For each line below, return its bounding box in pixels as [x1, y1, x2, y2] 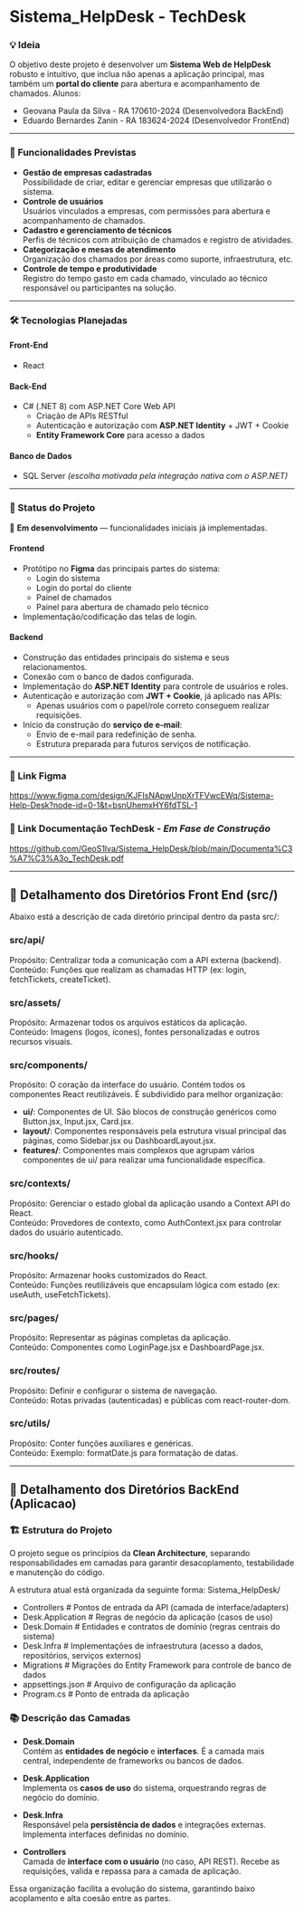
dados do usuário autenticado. [9, 1227, 124, 1238]
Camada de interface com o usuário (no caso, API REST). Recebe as [22, 1856, 280, 1867]
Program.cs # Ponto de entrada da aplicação [22, 1688, 190, 1699]
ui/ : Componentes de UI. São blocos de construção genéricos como [22, 1106, 278, 1117]
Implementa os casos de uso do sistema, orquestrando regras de [22, 1782, 267, 1793]
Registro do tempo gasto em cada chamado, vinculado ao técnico [22, 272, 269, 283]
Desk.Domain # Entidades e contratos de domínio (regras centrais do [22, 1621, 280, 1632]
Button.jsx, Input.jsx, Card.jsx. [22, 1116, 134, 1127]
